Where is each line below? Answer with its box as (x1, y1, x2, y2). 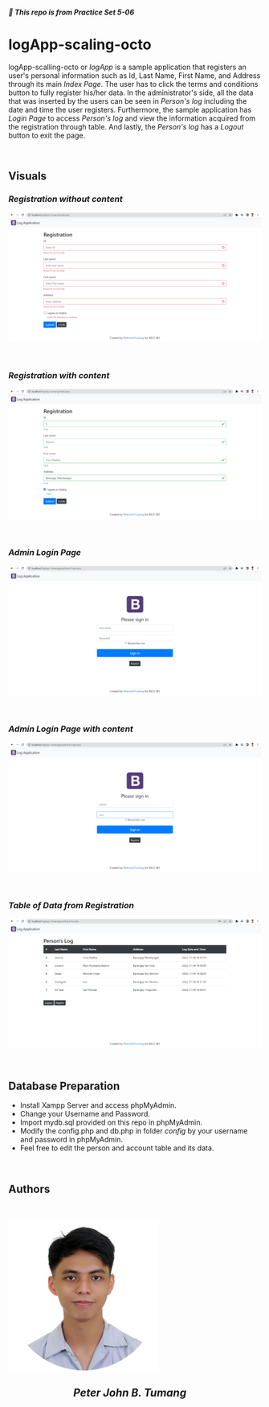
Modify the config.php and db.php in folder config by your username (19, 1126, 248, 1136)
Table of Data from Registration (8, 899, 135, 911)
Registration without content (8, 193, 123, 204)
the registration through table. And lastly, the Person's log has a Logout (8, 121, 244, 131)
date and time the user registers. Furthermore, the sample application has (8, 105, 252, 114)
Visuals (8, 169, 47, 183)
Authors (8, 1182, 51, 1195)
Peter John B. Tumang (73, 1386, 187, 1400)
